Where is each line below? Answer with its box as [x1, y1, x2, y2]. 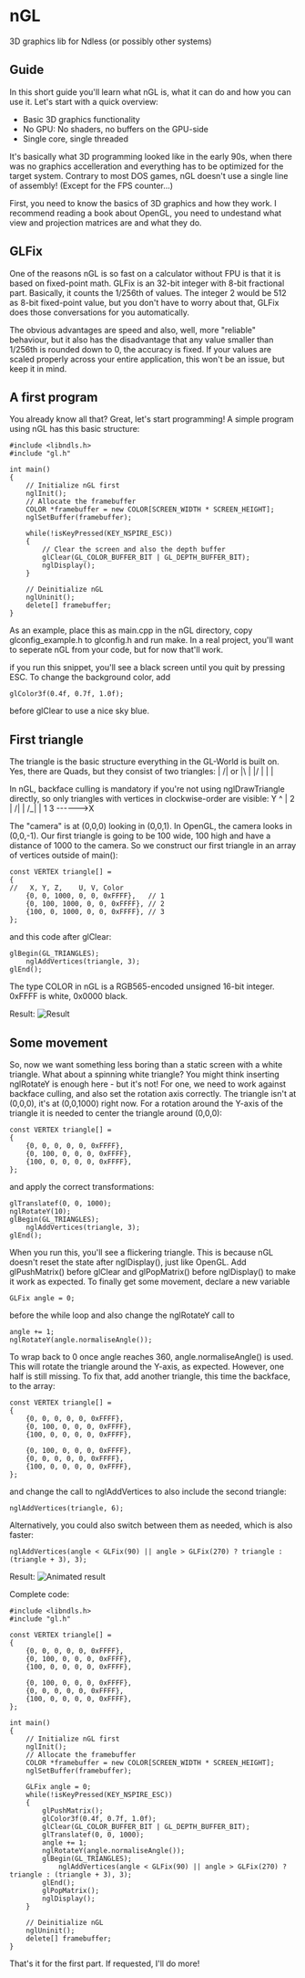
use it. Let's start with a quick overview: [9, 96, 159, 107]
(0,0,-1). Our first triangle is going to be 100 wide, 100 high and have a [9, 830, 271, 841]
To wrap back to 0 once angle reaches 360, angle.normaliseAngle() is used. [9, 1352, 294, 1362]
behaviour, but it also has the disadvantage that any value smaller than [9, 334, 274, 345]
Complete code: [9, 1589, 70, 1599]
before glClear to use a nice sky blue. [9, 705, 150, 717]
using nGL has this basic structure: [9, 424, 140, 435]
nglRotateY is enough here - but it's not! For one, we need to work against [9, 1078, 287, 1089]
